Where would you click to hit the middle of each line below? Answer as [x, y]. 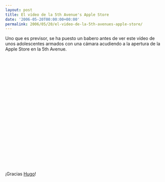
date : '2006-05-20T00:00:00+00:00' [43, 19]
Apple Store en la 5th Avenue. [36, 49]
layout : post [19, 10]
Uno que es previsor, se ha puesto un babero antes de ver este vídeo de [80, 38]
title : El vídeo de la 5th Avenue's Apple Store [57, 15]
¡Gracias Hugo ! [21, 174]
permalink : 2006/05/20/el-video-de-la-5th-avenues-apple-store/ [74, 24]
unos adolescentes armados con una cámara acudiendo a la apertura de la [83, 44]
